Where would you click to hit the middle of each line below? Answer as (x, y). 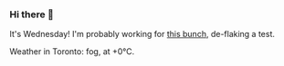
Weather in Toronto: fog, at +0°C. (72, 52)
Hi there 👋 (32, 14)
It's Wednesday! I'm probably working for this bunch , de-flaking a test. (142, 34)
